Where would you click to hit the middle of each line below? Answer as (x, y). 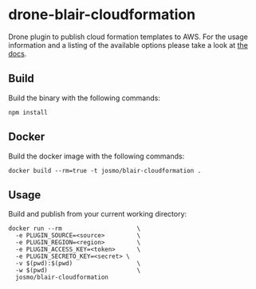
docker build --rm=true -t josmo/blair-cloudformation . (105, 170)
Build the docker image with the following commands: (96, 156)
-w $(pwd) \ (78, 271)
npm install (28, 112)
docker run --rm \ (75, 228)
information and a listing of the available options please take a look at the (128, 45)
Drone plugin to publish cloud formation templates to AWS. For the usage (128, 37)
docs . (18, 53)
